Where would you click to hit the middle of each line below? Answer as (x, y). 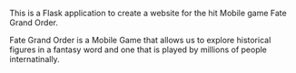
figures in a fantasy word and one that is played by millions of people (138, 50)
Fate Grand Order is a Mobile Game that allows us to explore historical (140, 40)
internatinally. (35, 59)
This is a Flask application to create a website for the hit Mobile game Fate (148, 13)
